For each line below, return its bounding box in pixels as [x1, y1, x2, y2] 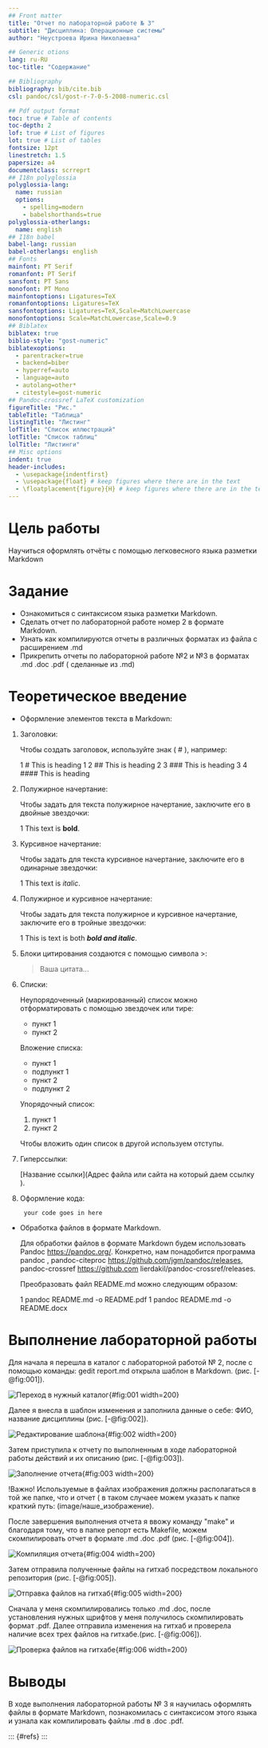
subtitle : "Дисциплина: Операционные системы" [8, 26, 166, 34]
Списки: [19, 979, 48, 989]
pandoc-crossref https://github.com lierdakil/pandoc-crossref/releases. [19, 1264, 256, 1273]
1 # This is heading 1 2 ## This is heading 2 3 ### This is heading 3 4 [19, 760, 248, 770]
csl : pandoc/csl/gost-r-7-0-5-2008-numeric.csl [8, 93, 170, 101]
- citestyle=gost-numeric [15, 389, 102, 397]
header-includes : [8, 463, 66, 471]
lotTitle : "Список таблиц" [8, 433, 98, 441]
